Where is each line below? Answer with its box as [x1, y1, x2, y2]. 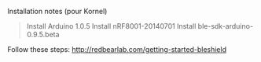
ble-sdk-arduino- [197, 22, 253, 30]
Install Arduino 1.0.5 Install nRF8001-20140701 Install [26, 22, 197, 30]
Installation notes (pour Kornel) [7, 7, 108, 15]
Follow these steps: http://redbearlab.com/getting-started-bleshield [7, 45, 227, 53]
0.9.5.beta [26, 30, 60, 39]
